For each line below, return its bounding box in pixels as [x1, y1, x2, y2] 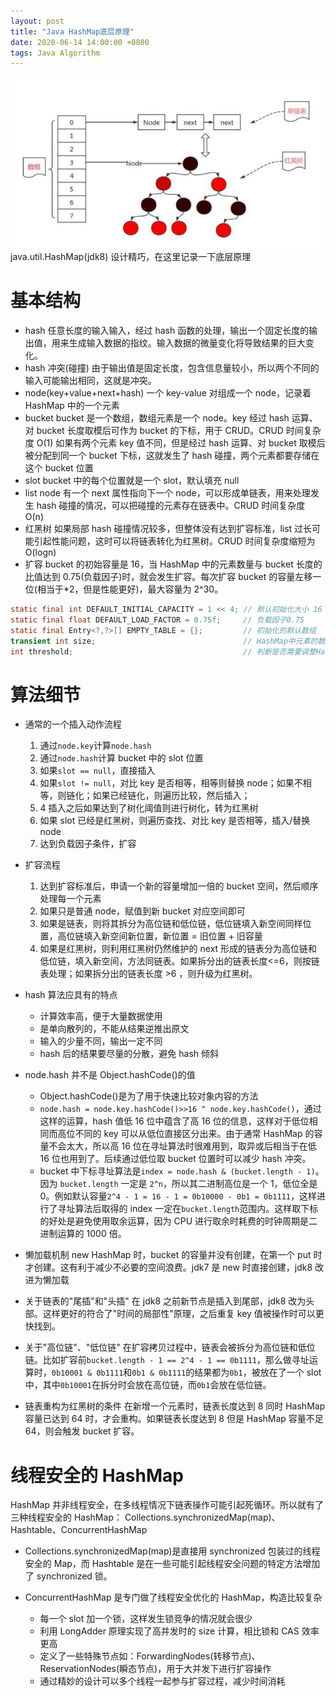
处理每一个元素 [39, 893, 102, 905]
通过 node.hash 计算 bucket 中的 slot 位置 [39, 752, 204, 764]
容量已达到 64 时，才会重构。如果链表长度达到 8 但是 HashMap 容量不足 [24, 1413, 324, 1425]
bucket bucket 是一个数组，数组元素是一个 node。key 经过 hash [24, 412, 290, 424]
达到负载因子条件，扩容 [39, 838, 137, 850]
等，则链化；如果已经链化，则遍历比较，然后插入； [39, 790, 251, 802]
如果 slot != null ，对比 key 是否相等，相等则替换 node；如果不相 [39, 777, 312, 789]
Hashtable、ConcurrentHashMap [10, 1524, 148, 1536]
